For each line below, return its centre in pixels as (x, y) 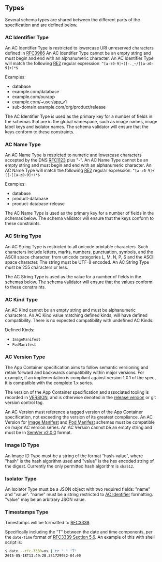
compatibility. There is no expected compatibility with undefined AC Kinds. (79, 320)
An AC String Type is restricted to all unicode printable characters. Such (77, 246)
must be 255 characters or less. (37, 267)
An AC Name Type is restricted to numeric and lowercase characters (73, 155)
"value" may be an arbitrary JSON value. (45, 499)
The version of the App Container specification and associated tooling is (77, 392)
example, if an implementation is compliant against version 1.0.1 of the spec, (81, 378)
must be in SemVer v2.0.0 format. (38, 433)
